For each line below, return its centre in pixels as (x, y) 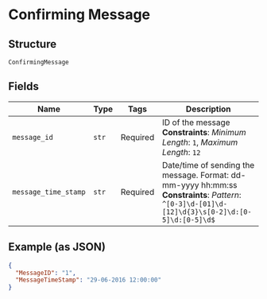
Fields (24, 86)
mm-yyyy (181, 184)
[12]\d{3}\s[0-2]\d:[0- (207, 212)
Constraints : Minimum (204, 132)
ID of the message (196, 122)
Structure (33, 44)
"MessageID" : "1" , (46, 273)
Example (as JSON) (57, 247)
